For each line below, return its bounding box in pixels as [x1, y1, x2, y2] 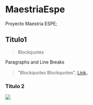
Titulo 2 [5, 82, 25, 90]
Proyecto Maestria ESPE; [5, 20, 57, 27]
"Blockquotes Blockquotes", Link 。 [17, 69, 90, 75]
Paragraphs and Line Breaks [5, 59, 65, 65]
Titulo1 [5, 35, 27, 44]
